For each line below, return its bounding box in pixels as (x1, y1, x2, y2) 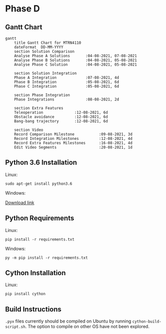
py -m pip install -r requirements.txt (5, 255, 88, 260)
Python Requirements (5, 214, 74, 223)
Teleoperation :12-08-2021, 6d (14, 110, 108, 115)
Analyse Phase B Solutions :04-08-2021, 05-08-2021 (14, 58, 137, 63)
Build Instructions (5, 305, 62, 314)
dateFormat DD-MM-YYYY (14, 45, 64, 50)
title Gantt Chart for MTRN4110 (14, 40, 81, 45)
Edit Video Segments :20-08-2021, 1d (14, 145, 133, 150)
